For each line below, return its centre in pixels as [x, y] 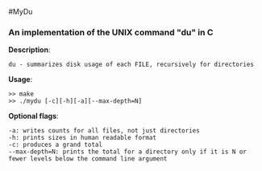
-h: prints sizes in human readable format [83, 138]
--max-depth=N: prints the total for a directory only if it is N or [128, 152]
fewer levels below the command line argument [88, 159]
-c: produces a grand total [56, 145]
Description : [29, 50]
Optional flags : [33, 116]
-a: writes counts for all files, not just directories [104, 131]
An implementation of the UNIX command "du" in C [111, 32]
